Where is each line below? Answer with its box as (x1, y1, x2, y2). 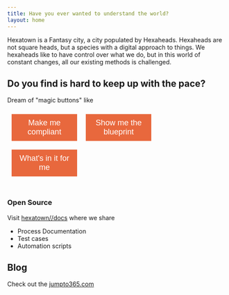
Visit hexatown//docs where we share (7, 213, 115, 222)
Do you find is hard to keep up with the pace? (7, 78, 206, 89)
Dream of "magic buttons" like (7, 96, 94, 105)
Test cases (17, 234, 49, 242)
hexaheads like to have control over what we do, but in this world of (7, 50, 201, 59)
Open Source (7, 198, 53, 208)
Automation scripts (17, 242, 71, 250)
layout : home (7, 17, 45, 24)
